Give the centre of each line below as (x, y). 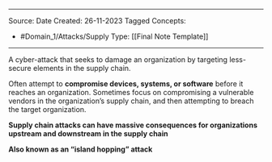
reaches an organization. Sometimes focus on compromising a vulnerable (131, 92)
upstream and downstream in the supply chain (88, 133)
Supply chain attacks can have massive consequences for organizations (133, 125)
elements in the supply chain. (82, 68)
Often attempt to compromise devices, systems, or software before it (126, 84)
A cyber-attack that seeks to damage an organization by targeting (118, 60)
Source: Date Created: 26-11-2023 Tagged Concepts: (97, 21)
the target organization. (47, 109)
